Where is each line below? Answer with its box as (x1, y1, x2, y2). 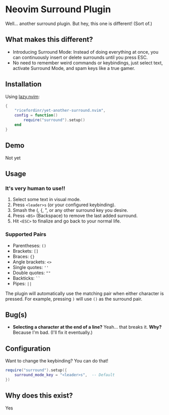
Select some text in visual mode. (12, 197, 81, 203)
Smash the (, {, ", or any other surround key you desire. (12, 207, 128, 213)
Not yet (5, 155, 21, 161)
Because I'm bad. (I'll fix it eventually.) (12, 329, 93, 335)
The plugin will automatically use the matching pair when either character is (5, 290, 164, 297)
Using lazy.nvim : (5, 93, 40, 100)
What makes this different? (5, 35, 93, 44)
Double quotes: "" (12, 270, 51, 276)
